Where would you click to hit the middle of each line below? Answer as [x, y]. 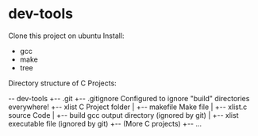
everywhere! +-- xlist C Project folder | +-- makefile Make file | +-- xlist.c [128, 107]
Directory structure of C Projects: [62, 83]
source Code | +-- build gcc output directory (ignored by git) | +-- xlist [123, 115]
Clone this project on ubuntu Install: [66, 36]
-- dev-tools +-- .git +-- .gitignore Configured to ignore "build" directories [129, 98]
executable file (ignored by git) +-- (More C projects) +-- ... [105, 123]
